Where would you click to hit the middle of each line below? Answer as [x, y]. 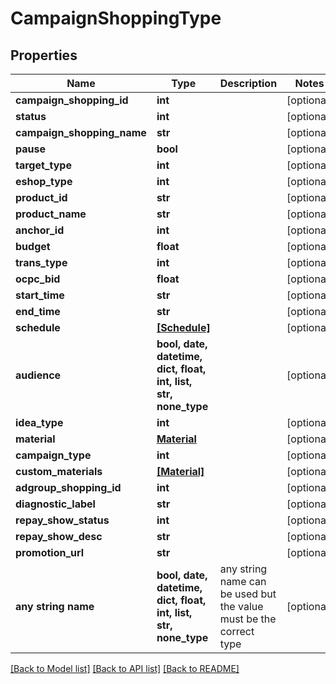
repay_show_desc [59, 536]
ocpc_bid [38, 279]
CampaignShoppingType [116, 18]
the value [241, 606]
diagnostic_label [55, 504]
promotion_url [50, 552]
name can [243, 581]
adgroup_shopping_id [68, 487]
